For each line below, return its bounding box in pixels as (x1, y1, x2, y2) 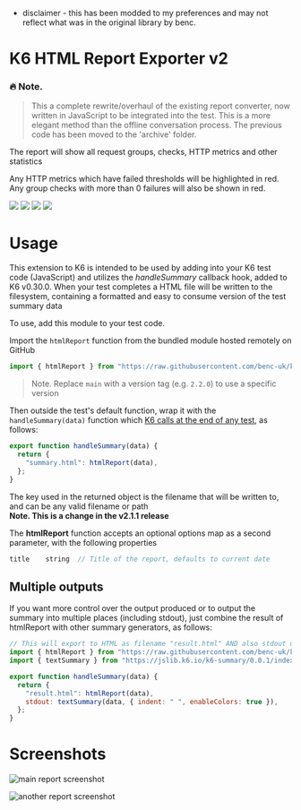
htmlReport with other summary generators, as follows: (9, 622, 213, 633)
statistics (9, 156, 43, 167)
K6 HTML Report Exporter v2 (9, 48, 228, 69)
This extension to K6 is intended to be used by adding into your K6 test (9, 263, 271, 273)
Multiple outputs (9, 579, 104, 594)
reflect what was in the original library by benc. (21, 17, 197, 28)
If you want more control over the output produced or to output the (9, 603, 256, 614)
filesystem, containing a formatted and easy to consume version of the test (9, 291, 287, 302)
